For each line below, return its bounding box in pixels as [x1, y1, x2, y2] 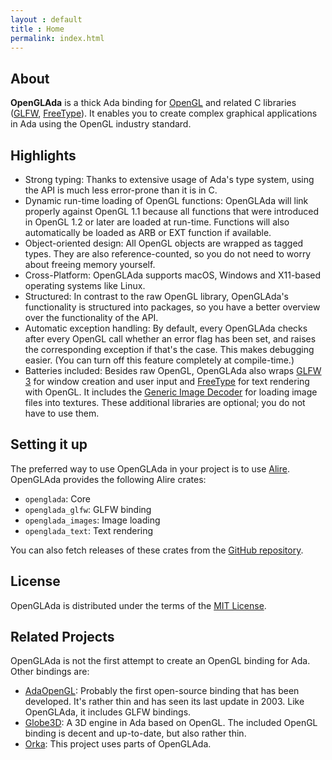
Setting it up [10, 436, 88, 453]
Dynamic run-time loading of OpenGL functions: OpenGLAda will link [24, 195, 309, 206]
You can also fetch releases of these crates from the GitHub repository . [10, 544, 304, 556]
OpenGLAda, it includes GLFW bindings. [24, 706, 192, 718]
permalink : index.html [10, 33, 105, 43]
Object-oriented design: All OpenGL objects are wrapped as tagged [24, 237, 304, 249]
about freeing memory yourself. [24, 259, 156, 270]
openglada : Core [24, 492, 92, 505]
